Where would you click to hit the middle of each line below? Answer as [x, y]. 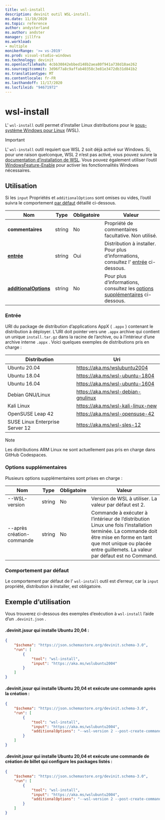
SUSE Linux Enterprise [34, 422]
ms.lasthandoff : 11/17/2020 [34, 83]
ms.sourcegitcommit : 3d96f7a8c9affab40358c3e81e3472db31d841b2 [71, 69]
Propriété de [119, 223]
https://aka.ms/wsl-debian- [109, 391]
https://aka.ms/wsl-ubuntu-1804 [115, 376]
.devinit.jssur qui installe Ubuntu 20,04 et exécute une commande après [81, 688]
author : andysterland [27, 28]
